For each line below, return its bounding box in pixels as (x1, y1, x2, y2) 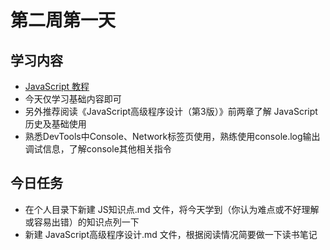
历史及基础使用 (24, 118, 87, 130)
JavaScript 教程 (24, 81, 90, 92)
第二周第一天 (10, 9, 117, 32)
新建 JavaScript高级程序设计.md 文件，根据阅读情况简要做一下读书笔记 (24, 228, 318, 240)
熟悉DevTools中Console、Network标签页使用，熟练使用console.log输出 (24, 131, 321, 142)
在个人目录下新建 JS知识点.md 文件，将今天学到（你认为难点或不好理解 (24, 203, 320, 215)
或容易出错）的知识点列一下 (24, 216, 140, 228)
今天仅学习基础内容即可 (24, 93, 122, 105)
